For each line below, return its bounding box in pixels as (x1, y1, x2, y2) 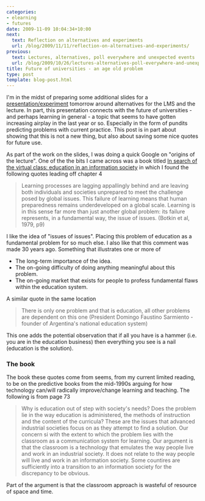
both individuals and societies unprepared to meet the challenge (21, 188, 183, 196)
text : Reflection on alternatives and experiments (12, 37, 143, 43)
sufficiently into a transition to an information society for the (21, 463, 172, 471)
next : (6, 32, 20, 38)
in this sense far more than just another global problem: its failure (21, 208, 185, 215)
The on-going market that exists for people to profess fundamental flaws (15, 277, 198, 284)
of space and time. (6, 488, 54, 496)
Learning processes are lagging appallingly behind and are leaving (21, 182, 189, 190)
